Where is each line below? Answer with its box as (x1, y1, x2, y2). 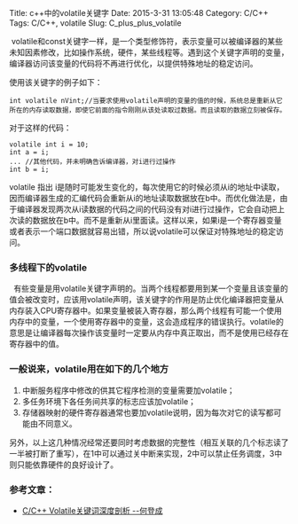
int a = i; (9, 148, 50, 157)
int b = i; (9, 165, 50, 174)
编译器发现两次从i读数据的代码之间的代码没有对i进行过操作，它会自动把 (16, 204, 278, 215)
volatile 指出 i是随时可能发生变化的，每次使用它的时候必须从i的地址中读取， (9, 182, 285, 192)
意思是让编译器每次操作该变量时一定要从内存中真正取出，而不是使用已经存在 (9, 327, 289, 339)
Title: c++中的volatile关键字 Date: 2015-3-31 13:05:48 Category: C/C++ (9, 8, 269, 18)
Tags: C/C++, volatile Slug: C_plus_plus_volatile (9, 18, 182, 28)
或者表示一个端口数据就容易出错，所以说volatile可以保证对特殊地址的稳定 (9, 226, 277, 237)
